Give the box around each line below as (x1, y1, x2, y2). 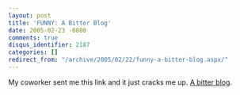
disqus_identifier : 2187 (8, 41, 90, 49)
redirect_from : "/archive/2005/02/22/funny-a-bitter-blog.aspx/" (8, 56, 228, 64)
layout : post (8, 11, 51, 20)
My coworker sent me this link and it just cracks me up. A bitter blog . (8, 77, 232, 87)
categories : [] (8, 48, 59, 56)
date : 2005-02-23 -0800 (8, 26, 87, 34)
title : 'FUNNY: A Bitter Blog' (8, 19, 112, 27)
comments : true (8, 33, 59, 42)
